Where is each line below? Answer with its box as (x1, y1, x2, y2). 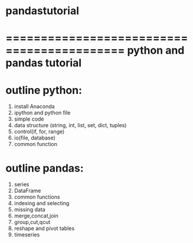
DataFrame (14, 187, 41, 195)
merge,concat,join (14, 212, 58, 219)
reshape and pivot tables (14, 225, 75, 232)
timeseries (14, 231, 40, 238)
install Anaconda (14, 103, 55, 110)
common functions (14, 193, 60, 200)
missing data (14, 206, 45, 213)
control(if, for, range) (14, 128, 65, 135)
